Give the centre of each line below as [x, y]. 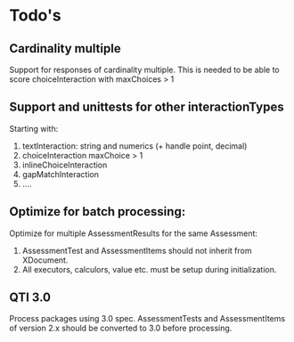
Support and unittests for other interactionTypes [147, 107]
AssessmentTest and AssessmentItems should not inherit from [137, 250]
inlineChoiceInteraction [65, 165]
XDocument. [45, 260]
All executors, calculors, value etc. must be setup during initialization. [149, 269]
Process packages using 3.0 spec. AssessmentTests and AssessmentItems [147, 319]
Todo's [35, 16]
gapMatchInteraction [61, 174]
